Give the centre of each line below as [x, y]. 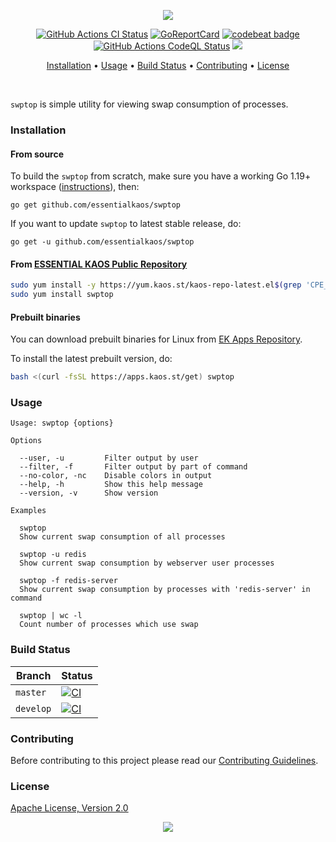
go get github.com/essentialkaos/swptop [96, 205]
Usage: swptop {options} [62, 423]
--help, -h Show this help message [111, 485]
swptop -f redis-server [68, 581]
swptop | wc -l [51, 616]
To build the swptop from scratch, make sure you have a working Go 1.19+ [161, 176]
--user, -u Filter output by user [109, 458]
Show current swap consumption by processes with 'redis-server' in [165, 590]
